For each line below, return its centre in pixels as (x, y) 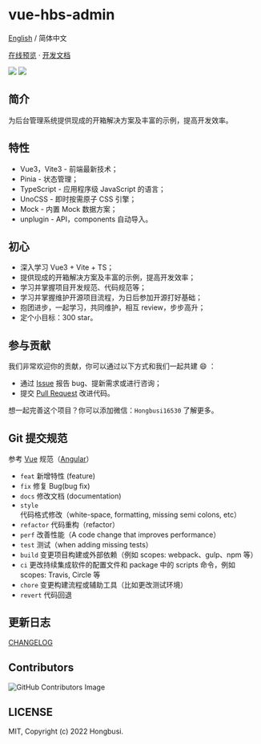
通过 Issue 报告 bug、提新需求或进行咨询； (91, 384)
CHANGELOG (31, 642)
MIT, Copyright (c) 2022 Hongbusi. (66, 731)
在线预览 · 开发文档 (39, 55)
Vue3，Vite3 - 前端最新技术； (69, 169)
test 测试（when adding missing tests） (86, 545)
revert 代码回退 (46, 595)
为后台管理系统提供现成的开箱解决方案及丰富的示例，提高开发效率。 (120, 120)
